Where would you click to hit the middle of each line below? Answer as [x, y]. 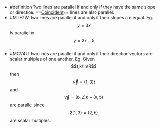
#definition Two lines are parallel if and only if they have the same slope [82, 7]
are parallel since [27, 105]
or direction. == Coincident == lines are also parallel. [62, 12]
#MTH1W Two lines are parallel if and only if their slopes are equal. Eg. [81, 17]
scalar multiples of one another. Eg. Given [52, 59]
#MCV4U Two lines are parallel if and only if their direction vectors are [81, 53]
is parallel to [22, 33]
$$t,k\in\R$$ [84, 66]
